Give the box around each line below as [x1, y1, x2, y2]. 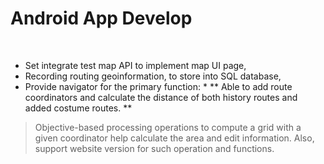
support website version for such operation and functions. [34, 142, 275, 154]
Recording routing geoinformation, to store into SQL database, [24, 70, 282, 82]
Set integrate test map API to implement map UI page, [24, 59, 247, 71]
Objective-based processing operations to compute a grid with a [34, 121, 302, 133]
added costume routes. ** [24, 102, 133, 114]
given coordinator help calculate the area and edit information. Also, [34, 132, 315, 144]
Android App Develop [10, 7, 193, 30]
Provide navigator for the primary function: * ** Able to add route [24, 80, 293, 92]
